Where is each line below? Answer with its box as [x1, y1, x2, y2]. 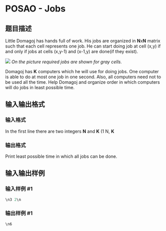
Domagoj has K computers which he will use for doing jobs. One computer [5, 69, 159, 74]
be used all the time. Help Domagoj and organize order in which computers [5, 79, 160, 85]
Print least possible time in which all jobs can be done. [5, 153, 118, 159]
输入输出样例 [5, 169, 45, 178]
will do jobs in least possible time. [5, 85, 75, 90]
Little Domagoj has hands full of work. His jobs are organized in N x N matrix [5, 38, 160, 44]
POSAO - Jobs [5, 3, 66, 15]
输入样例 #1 [5, 185, 33, 192]
